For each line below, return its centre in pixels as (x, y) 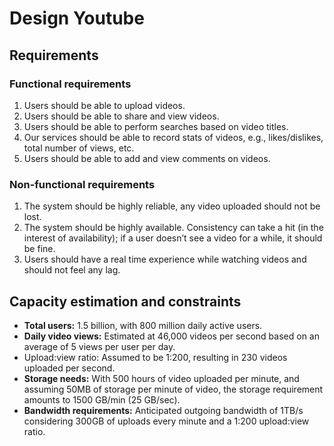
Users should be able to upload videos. (104, 105)
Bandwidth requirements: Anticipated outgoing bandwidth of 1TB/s (163, 410)
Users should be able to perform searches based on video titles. (156, 126)
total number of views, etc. (79, 148)
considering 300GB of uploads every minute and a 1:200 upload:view (166, 421)
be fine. (39, 249)
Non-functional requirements (82, 184)
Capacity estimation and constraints (125, 301)
